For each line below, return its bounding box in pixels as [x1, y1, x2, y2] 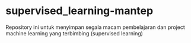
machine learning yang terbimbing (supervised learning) [5, 29, 144, 37]
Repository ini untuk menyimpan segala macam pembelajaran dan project [5, 24, 185, 31]
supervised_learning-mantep [5, 4, 154, 18]
